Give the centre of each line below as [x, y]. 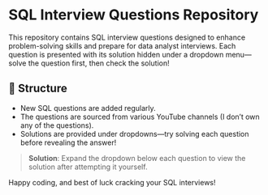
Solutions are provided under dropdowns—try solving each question [134, 134]
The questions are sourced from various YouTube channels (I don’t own [140, 117]
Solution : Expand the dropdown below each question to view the [137, 158]
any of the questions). [57, 125]
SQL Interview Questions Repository [134, 15]
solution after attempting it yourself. [88, 167]
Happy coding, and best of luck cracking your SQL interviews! [112, 182]
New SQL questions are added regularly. [88, 108]
